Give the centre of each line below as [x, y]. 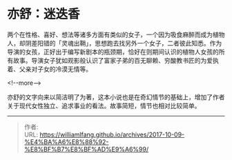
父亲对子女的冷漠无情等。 [55, 69]
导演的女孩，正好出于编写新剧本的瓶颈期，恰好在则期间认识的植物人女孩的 [113, 52]
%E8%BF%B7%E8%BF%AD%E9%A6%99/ [86, 149]
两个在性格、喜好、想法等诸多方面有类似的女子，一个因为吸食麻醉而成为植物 [116, 34]
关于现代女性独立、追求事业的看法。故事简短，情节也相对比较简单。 [104, 106]
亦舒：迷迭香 [44, 14]
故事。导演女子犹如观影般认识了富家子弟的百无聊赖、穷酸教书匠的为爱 [113, 60]
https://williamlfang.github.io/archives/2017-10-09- [112, 134]
